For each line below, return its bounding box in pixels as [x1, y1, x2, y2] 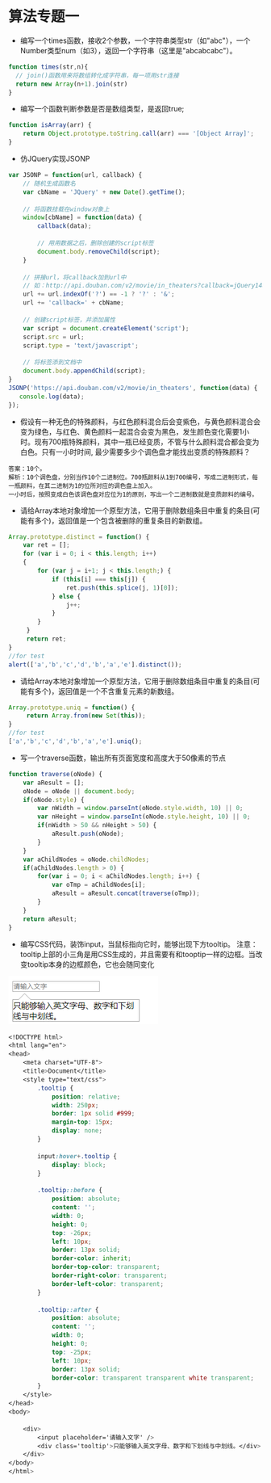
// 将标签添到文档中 [23, 359, 82, 367]
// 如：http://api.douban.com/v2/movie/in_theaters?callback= [23, 282, 234, 290]
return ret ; [26, 635, 67, 643]
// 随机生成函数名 [23, 179, 77, 187]
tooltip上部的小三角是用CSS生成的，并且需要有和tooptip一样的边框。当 [19, 949, 256, 959]
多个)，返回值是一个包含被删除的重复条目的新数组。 [34, 515, 207, 525]
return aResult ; [23, 914, 78, 923]
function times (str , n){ [8, 62, 89, 71]
